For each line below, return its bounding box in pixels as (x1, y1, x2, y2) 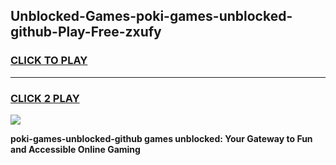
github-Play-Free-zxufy (10, 24, 162, 41)
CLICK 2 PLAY (10, 91, 80, 105)
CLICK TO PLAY (10, 54, 88, 68)
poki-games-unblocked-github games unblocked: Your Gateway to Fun (10, 132, 313, 144)
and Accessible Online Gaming (10, 143, 141, 155)
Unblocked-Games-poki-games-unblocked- (10, 8, 293, 25)
